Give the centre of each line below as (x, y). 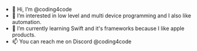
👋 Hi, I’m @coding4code (42, 9)
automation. (27, 22)
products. (24, 35)
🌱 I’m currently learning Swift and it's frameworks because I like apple (98, 28)
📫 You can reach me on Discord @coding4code (72, 41)
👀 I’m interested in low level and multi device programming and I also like (101, 16)
